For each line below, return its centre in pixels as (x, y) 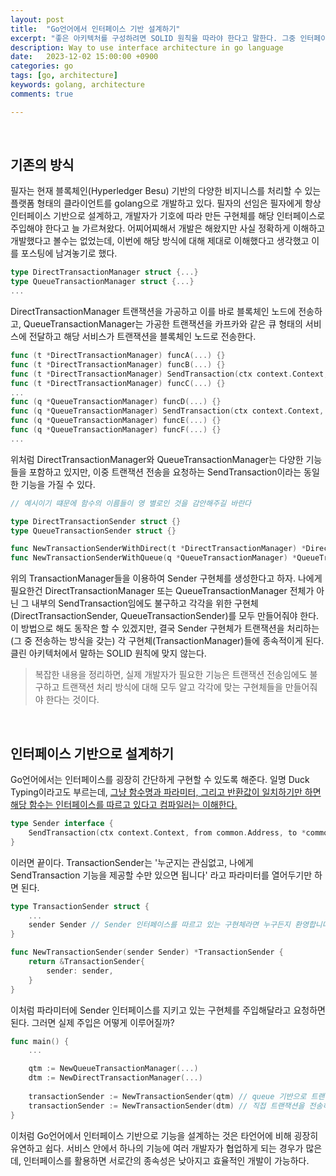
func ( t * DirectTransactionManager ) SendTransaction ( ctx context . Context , (169, 374)
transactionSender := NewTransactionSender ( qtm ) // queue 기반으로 (167, 1096)
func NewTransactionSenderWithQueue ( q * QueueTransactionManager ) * (154, 558)
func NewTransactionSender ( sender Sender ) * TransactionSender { (147, 952)
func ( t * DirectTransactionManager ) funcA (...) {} (118, 356)
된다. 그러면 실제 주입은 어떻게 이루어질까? (92, 1022)
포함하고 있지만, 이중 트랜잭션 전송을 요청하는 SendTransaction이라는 (165, 472)
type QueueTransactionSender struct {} (93, 531)
